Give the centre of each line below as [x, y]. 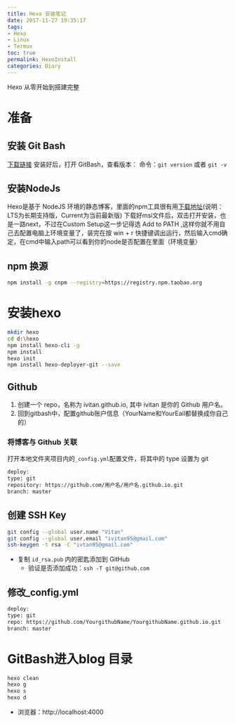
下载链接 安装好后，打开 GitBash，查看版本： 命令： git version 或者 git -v [117, 164]
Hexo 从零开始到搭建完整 [43, 87]
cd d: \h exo [23, 339]
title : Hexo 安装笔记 [37, 14]
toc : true [22, 53]
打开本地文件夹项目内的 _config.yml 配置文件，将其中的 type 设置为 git [108, 459]
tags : [15, 27]
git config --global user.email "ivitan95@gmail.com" [88, 538]
